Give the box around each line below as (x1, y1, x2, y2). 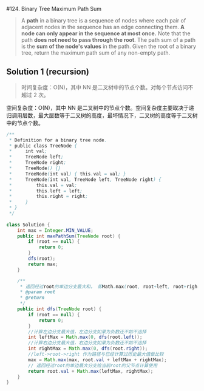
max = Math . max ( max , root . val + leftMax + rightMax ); (28, 356, 167, 363)
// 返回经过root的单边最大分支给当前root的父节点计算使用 (28, 362, 158, 369)
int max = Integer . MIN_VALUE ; (17, 227, 94, 233)
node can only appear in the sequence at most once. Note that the (21, 30, 191, 37)
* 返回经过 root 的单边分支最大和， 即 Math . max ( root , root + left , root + (19, 284, 187, 290)
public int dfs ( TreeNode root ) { (17, 306, 102, 312)
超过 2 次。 (21, 91, 50, 98)
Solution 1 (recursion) (6, 67, 89, 77)
